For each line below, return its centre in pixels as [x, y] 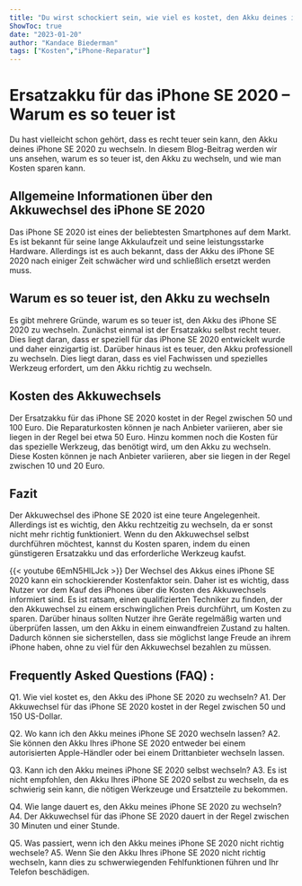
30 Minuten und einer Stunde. [64, 826]
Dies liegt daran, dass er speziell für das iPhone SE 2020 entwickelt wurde [147, 339]
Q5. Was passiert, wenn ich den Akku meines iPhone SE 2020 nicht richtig [147, 843]
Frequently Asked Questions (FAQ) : [112, 675]
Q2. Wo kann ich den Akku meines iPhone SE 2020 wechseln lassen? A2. [145, 734]
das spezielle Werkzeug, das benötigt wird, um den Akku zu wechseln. [140, 447]
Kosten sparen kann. [47, 168]
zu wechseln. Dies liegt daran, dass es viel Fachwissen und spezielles [138, 358]
